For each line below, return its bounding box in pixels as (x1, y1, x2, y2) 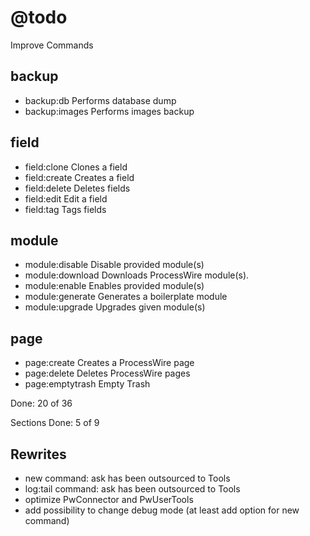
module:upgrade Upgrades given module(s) (24, 301, 206, 313)
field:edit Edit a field (24, 192, 108, 205)
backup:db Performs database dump (24, 94, 177, 106)
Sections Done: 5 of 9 (10, 417, 100, 429)
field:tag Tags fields (24, 203, 107, 215)
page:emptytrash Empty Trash (24, 378, 151, 390)
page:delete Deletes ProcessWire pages (24, 367, 191, 380)
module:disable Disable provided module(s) (24, 259, 205, 271)
